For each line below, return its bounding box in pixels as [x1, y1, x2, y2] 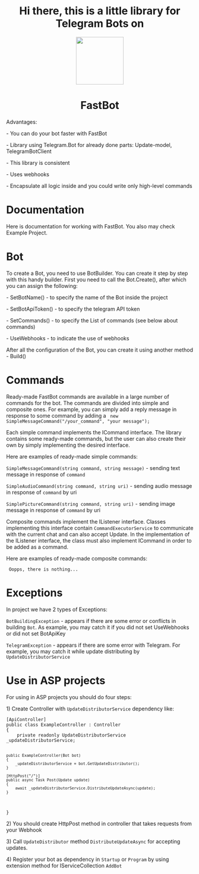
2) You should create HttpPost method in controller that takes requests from [6, 820, 192, 827]
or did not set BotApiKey [6, 629, 66, 637]
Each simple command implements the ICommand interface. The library [6, 428, 182, 436]
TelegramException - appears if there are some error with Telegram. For [6, 641, 181, 649]
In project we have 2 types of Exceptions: [6, 606, 108, 613]
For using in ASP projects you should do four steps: [6, 693, 132, 700]
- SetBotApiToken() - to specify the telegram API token [6, 305, 140, 312]
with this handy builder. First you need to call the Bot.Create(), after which [6, 275, 187, 283]
